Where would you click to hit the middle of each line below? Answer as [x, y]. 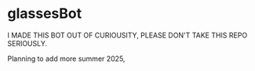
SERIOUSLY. [27, 43]
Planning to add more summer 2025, [66, 59]
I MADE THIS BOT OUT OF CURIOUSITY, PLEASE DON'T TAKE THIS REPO [127, 35]
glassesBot [45, 14]
